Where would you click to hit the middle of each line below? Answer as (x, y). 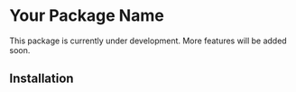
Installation (42, 79)
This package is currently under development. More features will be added (148, 41)
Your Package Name (87, 16)
